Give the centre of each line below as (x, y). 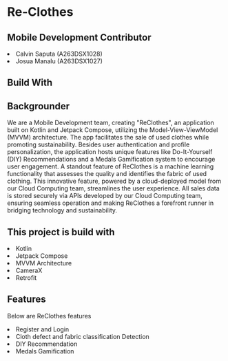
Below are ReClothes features (49, 316)
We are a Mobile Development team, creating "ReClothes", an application (111, 123)
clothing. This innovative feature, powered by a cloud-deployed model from (114, 181)
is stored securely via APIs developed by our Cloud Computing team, (105, 196)
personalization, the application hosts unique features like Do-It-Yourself (110, 152)
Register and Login (43, 329)
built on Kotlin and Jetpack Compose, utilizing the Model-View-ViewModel (113, 130)
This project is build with (61, 232)
